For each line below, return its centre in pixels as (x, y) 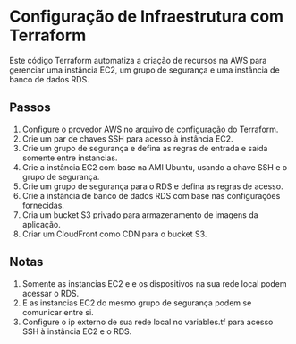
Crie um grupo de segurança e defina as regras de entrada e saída (145, 148)
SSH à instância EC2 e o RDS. (77, 331)
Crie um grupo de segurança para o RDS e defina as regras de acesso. (152, 186)
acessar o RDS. (51, 293)
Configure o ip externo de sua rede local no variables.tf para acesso (148, 322)
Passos (30, 108)
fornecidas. (43, 205)
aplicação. (41, 224)
